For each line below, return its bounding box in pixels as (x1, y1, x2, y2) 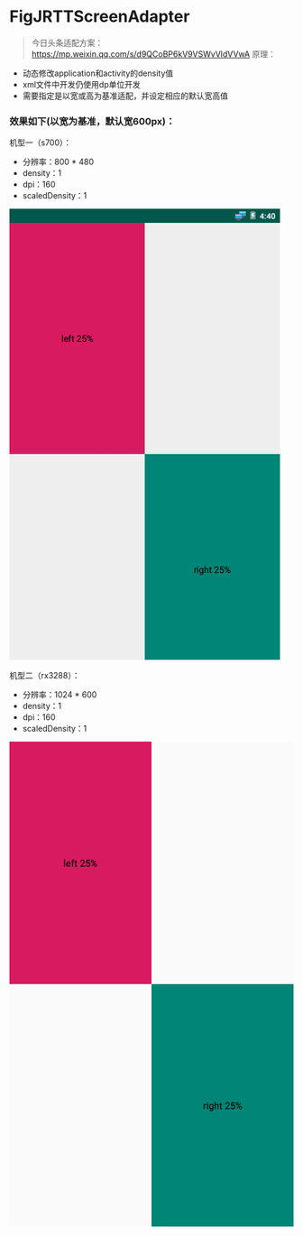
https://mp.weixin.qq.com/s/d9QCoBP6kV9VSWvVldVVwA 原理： (31, 48, 277, 60)
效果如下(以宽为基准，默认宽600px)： (9, 115, 176, 127)
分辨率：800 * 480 (22, 156, 95, 168)
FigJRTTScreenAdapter (9, 6, 190, 27)
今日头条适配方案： (31, 37, 104, 48)
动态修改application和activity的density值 (22, 68, 174, 78)
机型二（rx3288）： (9, 670, 80, 681)
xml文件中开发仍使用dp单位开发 (22, 78, 142, 89)
